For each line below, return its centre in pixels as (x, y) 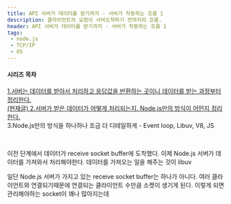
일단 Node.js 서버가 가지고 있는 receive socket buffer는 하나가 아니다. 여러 (109, 177)
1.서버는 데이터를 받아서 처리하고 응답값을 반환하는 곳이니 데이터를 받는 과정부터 (114, 91)
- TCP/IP (23, 45)
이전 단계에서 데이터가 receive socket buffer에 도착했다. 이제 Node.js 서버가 (111, 154)
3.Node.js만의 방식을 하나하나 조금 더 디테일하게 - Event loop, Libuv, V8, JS (111, 126)
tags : (15, 33)
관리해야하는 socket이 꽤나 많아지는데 (58, 194)
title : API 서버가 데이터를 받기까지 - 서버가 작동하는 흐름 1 (85, 13)
